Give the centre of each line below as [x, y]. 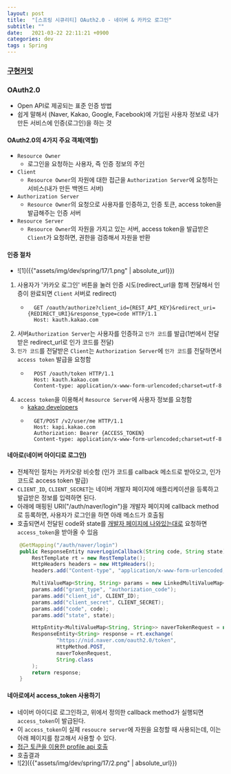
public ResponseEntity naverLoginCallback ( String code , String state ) [123, 551]
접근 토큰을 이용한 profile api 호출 [63, 746]
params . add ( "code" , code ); [70, 609]
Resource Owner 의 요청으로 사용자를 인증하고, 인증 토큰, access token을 [124, 205]
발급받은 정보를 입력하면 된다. [57, 498]
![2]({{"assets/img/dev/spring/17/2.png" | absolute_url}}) [97, 763]
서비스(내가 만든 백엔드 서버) [66, 189]
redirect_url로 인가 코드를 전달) [72, 342]
